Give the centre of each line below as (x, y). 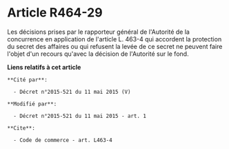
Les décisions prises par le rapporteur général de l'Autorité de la (98, 32)
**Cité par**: (28, 80)
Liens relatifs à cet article (44, 67)
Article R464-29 (55, 13)
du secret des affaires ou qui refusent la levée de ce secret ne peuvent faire (115, 46)
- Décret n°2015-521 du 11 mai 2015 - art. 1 (80, 116)
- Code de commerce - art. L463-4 (63, 140)
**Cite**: (21, 128)
